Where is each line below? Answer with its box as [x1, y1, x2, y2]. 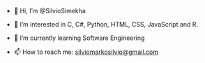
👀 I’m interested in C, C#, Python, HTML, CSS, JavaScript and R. [13, 20, 199, 28]
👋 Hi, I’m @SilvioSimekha [13, 7, 86, 15]
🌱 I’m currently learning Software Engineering [13, 34, 145, 42]
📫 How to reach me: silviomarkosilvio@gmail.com [13, 48, 159, 56]
